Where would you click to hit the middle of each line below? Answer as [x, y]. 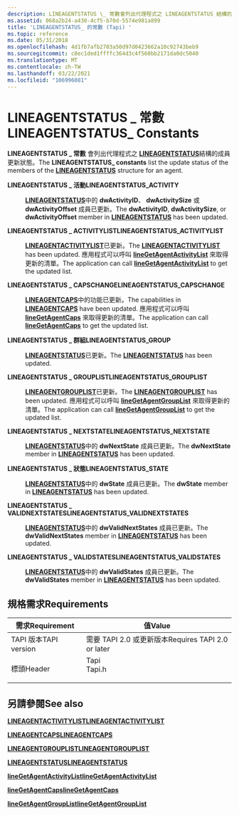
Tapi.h [96, 669]
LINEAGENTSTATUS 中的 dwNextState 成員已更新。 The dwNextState [128, 446]
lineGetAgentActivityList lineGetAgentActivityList [82, 776]
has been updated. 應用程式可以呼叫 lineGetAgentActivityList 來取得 [127, 255]
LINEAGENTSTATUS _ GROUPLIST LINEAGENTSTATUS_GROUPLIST [107, 377]
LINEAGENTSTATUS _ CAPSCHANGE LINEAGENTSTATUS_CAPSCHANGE [116, 285]
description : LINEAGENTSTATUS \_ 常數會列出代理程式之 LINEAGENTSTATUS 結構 [117, 14]
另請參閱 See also [46, 704]
